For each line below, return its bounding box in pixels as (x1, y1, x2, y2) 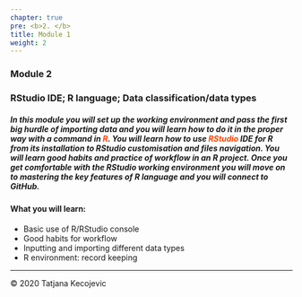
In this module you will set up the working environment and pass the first (10, 114, 288, 125)
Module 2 (10, 68, 53, 81)
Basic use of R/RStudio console (22, 223, 140, 234)
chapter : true (10, 13, 64, 22)
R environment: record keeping (22, 252, 138, 263)
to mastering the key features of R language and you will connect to (10, 171, 269, 182)
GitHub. (10, 180, 40, 191)
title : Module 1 (10, 30, 71, 39)
